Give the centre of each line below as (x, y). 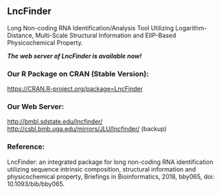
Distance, (21, 35)
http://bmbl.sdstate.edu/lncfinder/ (55, 122)
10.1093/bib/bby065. (36, 184)
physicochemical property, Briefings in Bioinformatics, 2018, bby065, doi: (111, 176)
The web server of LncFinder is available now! (74, 56)
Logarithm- (191, 28)
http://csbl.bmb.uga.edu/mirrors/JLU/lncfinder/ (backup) (87, 129)
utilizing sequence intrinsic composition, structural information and (102, 169)
